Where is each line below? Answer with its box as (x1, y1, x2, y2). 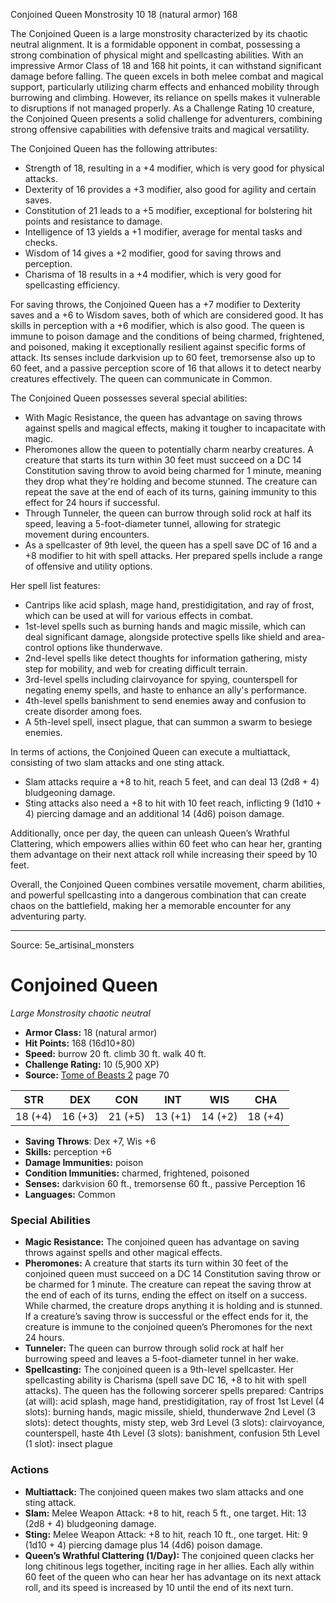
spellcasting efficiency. (24, 279, 121, 291)
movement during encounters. (24, 529, 150, 540)
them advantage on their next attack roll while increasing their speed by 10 (10, 849, 318, 860)
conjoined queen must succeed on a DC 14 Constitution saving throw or (24, 1268, 322, 1280)
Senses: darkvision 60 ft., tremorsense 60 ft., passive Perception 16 (24, 1177, 306, 1189)
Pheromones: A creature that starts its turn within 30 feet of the (24, 1257, 289, 1269)
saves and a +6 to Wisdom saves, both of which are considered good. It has (10, 309, 324, 321)
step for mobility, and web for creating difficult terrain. (24, 663, 248, 674)
